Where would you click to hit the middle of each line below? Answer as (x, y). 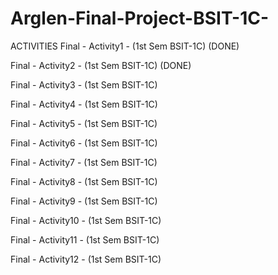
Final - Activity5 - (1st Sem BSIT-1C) (84, 123)
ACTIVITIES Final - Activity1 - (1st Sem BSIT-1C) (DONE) (125, 46)
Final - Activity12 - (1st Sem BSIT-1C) (86, 259)
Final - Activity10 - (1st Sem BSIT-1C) (86, 220)
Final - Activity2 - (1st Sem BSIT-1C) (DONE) (101, 65)
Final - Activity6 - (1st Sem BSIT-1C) (84, 143)
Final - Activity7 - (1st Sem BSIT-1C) (84, 162)
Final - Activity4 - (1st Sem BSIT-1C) (84, 104)
